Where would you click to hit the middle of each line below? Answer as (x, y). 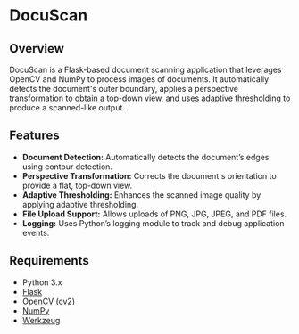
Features (34, 136)
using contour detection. (67, 167)
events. (36, 232)
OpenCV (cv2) (49, 301)
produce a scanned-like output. (67, 107)
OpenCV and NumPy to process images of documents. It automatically (139, 79)
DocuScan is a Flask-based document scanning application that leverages (145, 69)
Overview (37, 49)
